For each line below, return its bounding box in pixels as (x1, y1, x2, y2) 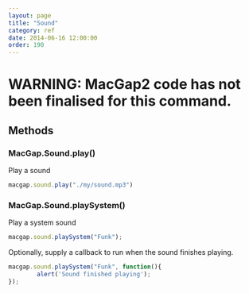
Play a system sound (8, 218, 76, 227)
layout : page (8, 11, 52, 20)
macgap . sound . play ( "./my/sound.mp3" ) (8, 181, 134, 189)
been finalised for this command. (8, 92, 232, 110)
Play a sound (8, 166, 51, 175)
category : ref (8, 26, 56, 34)
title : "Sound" (8, 19, 59, 27)
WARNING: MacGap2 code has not (8, 75, 241, 94)
